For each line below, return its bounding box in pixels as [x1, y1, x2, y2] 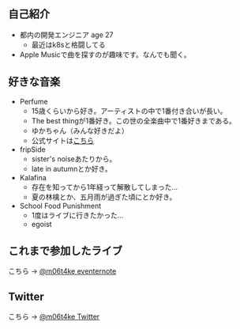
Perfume [19, 96, 49, 106]
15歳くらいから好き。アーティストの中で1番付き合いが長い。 [31, 106, 227, 115]
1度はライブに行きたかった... [31, 210, 124, 220]
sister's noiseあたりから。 [31, 153, 117, 164]
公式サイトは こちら [31, 135, 95, 145]
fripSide [19, 145, 46, 154]
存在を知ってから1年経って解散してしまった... [31, 182, 178, 191]
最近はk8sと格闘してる [31, 40, 106, 49]
